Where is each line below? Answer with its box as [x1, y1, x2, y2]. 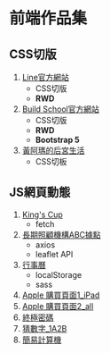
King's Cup [21, 209, 64, 220]
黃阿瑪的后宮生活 [21, 145, 85, 155]
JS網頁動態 [9, 185, 71, 200]
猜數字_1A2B [21, 323, 67, 333]
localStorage [35, 269, 82, 280]
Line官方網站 [21, 72, 69, 82]
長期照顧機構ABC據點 [21, 229, 101, 240]
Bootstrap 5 [35, 135, 80, 145]
